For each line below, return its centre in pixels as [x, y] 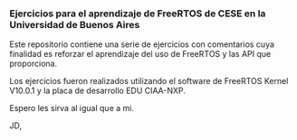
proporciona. [33, 64]
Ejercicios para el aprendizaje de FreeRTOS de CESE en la [138, 14]
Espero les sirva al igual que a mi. [72, 108]
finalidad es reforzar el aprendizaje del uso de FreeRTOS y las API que [140, 54]
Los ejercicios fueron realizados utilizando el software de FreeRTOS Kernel [149, 81]
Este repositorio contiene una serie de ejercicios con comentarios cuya [142, 44]
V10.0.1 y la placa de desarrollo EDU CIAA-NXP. [97, 91]
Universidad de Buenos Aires [75, 24]
